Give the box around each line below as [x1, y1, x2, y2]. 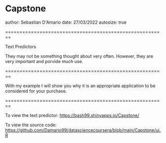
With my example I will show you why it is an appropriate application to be [5, 82, 156, 89]
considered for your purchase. [5, 88, 67, 94]
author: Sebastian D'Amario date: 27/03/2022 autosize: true [5, 19, 127, 25]
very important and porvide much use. [5, 58, 83, 64]
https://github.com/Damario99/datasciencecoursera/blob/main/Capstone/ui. [5, 127, 161, 133]
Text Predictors [5, 43, 36, 49]
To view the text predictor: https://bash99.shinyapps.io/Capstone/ [5, 112, 139, 118]
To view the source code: [5, 122, 57, 128]
